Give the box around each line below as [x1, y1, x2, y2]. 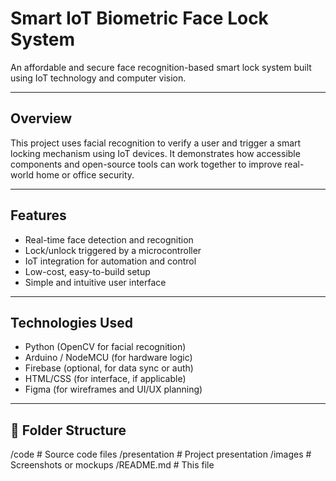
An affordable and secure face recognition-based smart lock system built [10, 61, 312, 73]
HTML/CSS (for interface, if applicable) [24, 373, 187, 385]
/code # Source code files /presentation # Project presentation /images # [10, 448, 312, 461]
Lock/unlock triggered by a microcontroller [24, 244, 202, 256]
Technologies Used [10, 314, 133, 331]
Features [10, 207, 67, 224]
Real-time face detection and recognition [24, 233, 194, 246]
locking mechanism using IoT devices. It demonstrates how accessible [10, 147, 301, 159]
